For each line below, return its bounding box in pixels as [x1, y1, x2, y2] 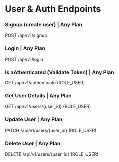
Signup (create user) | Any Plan [5, 21, 83, 28]
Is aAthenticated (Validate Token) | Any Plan [5, 69, 114, 76]
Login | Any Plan [5, 45, 46, 52]
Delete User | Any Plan [5, 140, 61, 147]
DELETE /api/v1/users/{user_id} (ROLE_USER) [5, 151, 99, 157]
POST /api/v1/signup [5, 32, 47, 38]
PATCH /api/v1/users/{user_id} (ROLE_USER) [5, 127, 97, 133]
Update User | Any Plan [5, 116, 63, 123]
